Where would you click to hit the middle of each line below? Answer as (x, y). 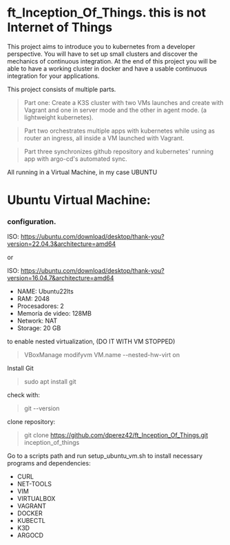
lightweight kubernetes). (59, 117)
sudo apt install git (50, 382)
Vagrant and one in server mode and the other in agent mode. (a (115, 110)
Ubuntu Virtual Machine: (79, 200)
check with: (23, 395)
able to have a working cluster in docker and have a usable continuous (107, 68)
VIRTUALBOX (36, 499)
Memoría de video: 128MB (54, 314)
